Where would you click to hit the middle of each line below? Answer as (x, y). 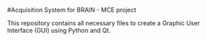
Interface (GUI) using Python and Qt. (59, 30)
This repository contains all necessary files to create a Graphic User (104, 23)
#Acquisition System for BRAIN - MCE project (72, 10)
